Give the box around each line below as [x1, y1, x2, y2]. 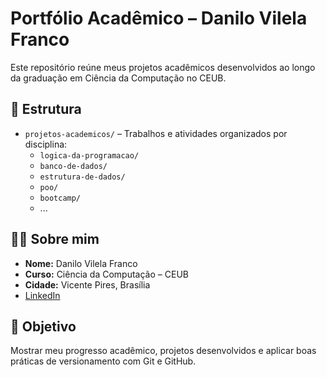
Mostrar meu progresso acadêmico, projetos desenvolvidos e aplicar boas [10, 345, 317, 357]
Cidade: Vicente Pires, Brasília [24, 278, 151, 291]
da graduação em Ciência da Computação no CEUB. [10, 72, 227, 84]
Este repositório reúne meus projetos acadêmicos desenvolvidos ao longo [10, 61, 316, 73]
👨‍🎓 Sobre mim [10, 231, 100, 248]
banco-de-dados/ [39, 161, 108, 171]
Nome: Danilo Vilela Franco [24, 257, 138, 269]
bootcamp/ [39, 193, 82, 203]
